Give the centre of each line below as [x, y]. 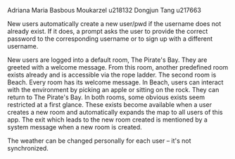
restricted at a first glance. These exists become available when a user [110, 104]
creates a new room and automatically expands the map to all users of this [115, 112]
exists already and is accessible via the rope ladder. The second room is [112, 75]
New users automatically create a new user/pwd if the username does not [114, 24]
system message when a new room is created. [75, 127]
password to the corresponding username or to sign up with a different [110, 39]
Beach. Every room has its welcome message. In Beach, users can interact [115, 82]
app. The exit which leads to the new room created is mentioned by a [107, 120]
